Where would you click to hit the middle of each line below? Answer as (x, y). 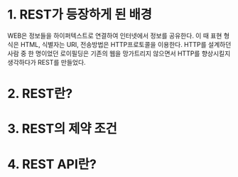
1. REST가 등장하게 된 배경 (80, 15)
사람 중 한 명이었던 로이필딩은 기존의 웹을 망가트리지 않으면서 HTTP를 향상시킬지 (119, 53)
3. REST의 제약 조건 (62, 129)
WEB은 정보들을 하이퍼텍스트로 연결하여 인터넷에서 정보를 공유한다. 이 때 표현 (115, 36)
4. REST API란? (52, 164)
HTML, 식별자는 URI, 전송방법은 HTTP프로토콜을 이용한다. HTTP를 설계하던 (126, 44)
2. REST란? (40, 94)
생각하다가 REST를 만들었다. (47, 62)
